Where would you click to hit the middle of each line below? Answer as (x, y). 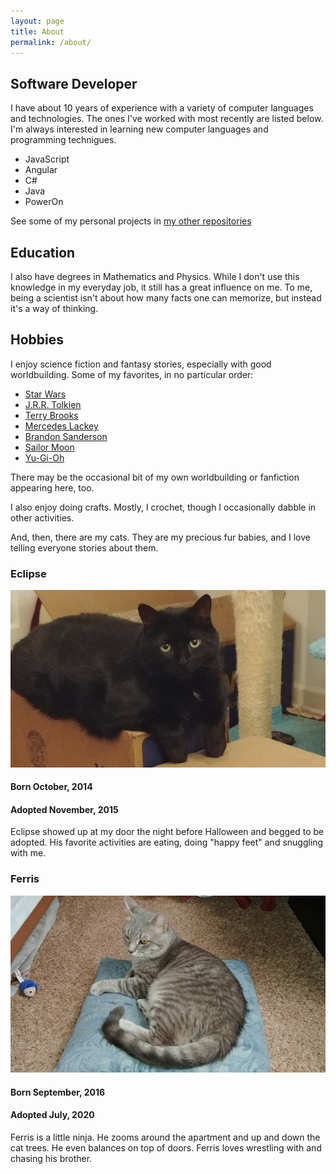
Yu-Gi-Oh (44, 457)
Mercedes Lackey (61, 426)
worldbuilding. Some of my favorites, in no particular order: (132, 374)
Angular (41, 170)
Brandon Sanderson (66, 436)
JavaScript (47, 159)
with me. (28, 853)
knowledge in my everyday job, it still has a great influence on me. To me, (161, 287)
